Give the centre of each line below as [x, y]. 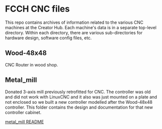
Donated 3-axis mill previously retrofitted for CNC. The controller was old [78, 92]
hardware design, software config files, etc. [48, 38]
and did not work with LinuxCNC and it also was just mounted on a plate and [81, 97]
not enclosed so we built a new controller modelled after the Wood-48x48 [79, 102]
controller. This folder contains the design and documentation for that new [79, 107]
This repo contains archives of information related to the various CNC [74, 22]
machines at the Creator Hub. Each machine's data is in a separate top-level [81, 27]
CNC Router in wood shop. [31, 64]
